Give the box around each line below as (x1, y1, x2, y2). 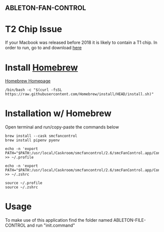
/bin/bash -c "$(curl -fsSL (5, 87, 62, 92)
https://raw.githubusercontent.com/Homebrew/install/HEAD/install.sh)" (5, 92, 154, 97)
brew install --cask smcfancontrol (5, 134, 78, 139)
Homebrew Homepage (5, 78, 51, 84)
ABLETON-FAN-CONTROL (5, 4, 86, 12)
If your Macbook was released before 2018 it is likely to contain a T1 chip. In (5, 40, 158, 45)
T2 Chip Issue (5, 23, 62, 35)
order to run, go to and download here (5, 45, 82, 51)
